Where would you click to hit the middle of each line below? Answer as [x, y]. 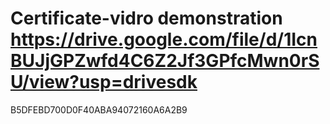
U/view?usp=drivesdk [104, 82]
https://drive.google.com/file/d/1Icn [164, 39]
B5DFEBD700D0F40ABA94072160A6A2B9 [99, 109]
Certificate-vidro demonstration [146, 18]
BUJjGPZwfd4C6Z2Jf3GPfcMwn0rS [165, 61]
